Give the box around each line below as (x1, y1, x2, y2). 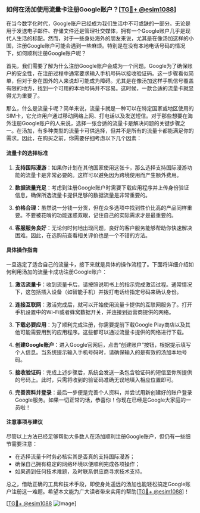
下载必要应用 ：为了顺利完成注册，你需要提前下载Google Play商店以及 (14, 321, 186, 328)
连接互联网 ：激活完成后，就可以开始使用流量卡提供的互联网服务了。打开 (14, 301, 192, 308)
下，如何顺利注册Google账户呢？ (6, 49, 87, 57)
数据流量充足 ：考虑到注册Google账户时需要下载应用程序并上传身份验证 (14, 184, 189, 191)
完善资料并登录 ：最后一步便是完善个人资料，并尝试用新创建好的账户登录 (14, 388, 192, 396)
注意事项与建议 (6, 418, 43, 425)
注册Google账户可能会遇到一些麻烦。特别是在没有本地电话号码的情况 (16, 42, 186, 49)
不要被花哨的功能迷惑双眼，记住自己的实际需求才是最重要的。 (25, 212, 177, 219)
